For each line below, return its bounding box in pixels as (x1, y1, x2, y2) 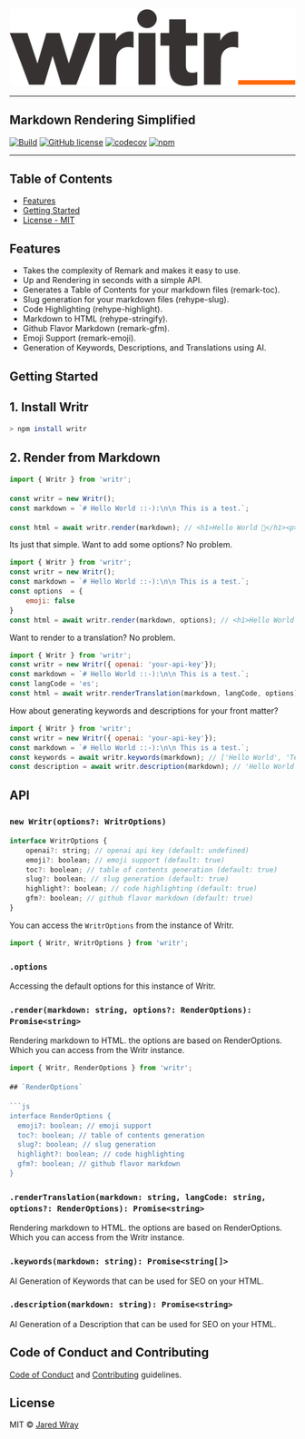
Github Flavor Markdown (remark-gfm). (22, 323, 171, 334)
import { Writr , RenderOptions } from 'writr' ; (9, 1063, 193, 1073)
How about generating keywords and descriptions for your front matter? (9, 705, 279, 716)
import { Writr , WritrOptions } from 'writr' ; (9, 938, 189, 948)
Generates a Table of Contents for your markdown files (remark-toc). (22, 284, 280, 295)
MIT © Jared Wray (9, 1419, 79, 1430)
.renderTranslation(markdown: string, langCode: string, (9, 1192, 267, 1202)
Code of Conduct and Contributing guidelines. (9, 1369, 182, 1380)
